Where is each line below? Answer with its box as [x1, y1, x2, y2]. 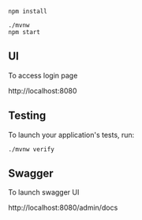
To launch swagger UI [8, 188, 80, 197]
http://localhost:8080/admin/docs [8, 203, 118, 213]
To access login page [8, 70, 78, 80]
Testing [8, 109, 47, 123]
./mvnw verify [8, 145, 55, 154]
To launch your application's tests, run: [8, 130, 135, 139]
